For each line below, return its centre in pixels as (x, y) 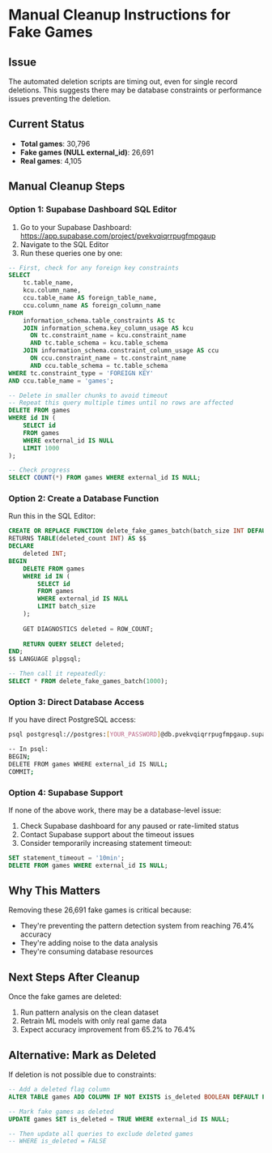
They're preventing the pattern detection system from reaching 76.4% (137, 926)
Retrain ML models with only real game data (93, 1021)
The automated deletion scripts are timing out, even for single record (123, 81)
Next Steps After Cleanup (74, 977)
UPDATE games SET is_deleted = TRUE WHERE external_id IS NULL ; (119, 1119)
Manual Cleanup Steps (67, 187)
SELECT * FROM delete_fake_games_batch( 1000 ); (88, 681)
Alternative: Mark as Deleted (82, 1055)
